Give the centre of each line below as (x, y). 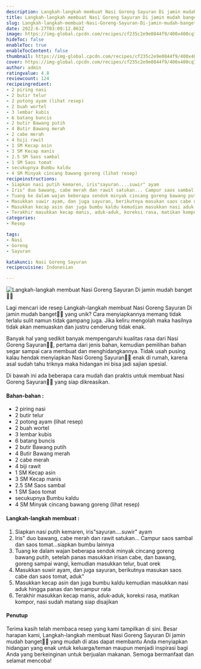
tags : (13, 234)
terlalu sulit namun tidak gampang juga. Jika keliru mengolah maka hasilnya (99, 321)
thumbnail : (20, 56)
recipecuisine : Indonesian (40, 267)
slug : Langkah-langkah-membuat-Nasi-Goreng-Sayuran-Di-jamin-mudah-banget (101, 23)
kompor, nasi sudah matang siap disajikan (66, 602)
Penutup (17, 616)
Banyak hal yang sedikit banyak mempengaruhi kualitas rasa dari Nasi (92, 339)
